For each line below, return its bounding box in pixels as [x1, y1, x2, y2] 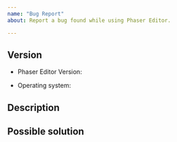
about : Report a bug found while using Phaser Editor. [7, 17, 171, 24]
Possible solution [7, 126, 84, 138]
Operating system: [17, 82, 72, 90]
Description [7, 101, 60, 113]
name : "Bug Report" [7, 10, 65, 18]
